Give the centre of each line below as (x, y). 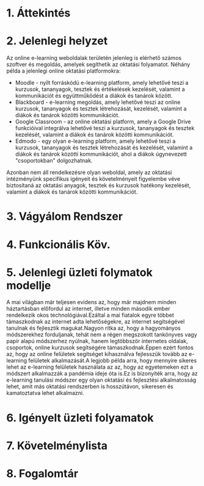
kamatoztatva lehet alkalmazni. (45, 393)
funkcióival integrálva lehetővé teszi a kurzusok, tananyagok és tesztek (105, 128)
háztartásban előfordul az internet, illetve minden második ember (88, 309)
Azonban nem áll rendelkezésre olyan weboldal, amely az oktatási (89, 172)
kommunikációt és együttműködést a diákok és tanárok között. (94, 96)
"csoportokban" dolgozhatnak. (54, 161)
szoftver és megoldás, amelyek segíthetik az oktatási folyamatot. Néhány (98, 65)
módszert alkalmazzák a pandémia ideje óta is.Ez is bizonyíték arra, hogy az (102, 374)
